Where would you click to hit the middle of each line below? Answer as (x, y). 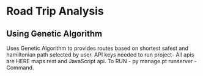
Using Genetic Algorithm (54, 34)
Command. (20, 67)
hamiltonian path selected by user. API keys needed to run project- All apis (100, 55)
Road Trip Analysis (55, 11)
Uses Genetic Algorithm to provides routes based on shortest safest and (97, 48)
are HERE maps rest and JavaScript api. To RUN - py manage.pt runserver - (102, 61)
